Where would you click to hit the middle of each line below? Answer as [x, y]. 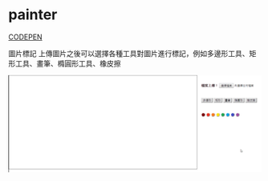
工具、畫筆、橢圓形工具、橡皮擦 [68, 63]
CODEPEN [25, 37]
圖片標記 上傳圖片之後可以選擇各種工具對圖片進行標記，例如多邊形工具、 [129, 53]
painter [33, 15]
